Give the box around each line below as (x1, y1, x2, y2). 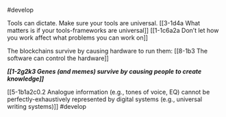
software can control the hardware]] (7, 54, 110, 62)
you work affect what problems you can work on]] (7, 34, 149, 42)
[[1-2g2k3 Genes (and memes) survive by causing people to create (7, 68, 202, 75)
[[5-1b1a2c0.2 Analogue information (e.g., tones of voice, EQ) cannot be (7, 88, 210, 96)
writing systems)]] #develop (7, 103, 87, 110)
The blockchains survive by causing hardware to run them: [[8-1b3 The (7, 47, 208, 55)
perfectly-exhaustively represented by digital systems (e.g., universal (7, 95, 203, 103)
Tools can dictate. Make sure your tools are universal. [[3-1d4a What (7, 19, 201, 27)
